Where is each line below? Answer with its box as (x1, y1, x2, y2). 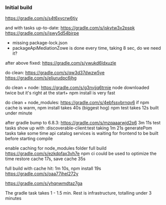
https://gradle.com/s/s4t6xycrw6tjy (5, 15, 78, 21)
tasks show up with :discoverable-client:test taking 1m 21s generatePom (5, 125, 153, 131)
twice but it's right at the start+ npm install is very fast (5, 90, 115, 96)
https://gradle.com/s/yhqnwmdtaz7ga (5, 181, 83, 187)
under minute (5, 110, 33, 116)
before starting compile (5, 136, 53, 142)
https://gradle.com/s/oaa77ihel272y (5, 171, 78, 177)
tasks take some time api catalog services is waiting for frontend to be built (5, 130, 159, 136)
